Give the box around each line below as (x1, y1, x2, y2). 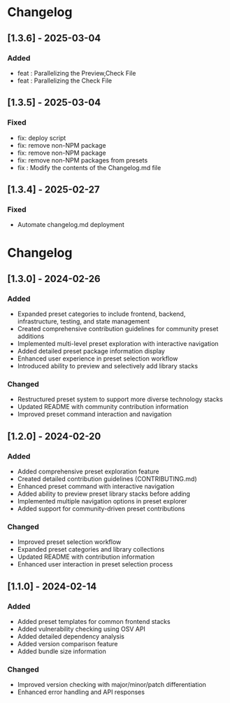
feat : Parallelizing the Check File (17, 76, 113, 85)
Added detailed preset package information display (17, 347, 166, 356)
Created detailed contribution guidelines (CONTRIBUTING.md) (17, 475, 197, 483)
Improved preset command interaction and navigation (17, 410, 173, 419)
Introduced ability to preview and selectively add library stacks (17, 362, 198, 370)
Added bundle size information (17, 647, 106, 655)
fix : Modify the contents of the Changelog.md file (17, 163, 161, 172)
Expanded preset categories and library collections (17, 545, 165, 554)
